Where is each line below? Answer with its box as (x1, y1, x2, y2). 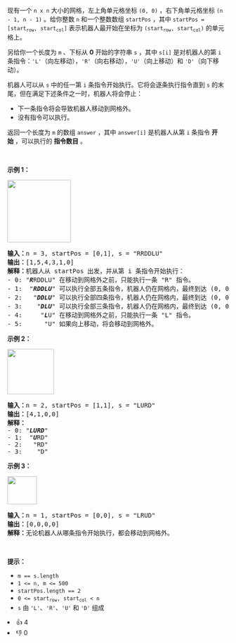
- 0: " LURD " (7, 427, 48, 435)
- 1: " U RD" (7, 434, 48, 442)
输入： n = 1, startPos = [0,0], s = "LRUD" (7, 511, 156, 520)
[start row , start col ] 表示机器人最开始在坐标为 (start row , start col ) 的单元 (7, 24, 225, 33)
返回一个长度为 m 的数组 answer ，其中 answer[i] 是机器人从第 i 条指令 (7, 128, 211, 137)
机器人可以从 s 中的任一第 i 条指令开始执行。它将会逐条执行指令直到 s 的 (7, 80, 218, 89)
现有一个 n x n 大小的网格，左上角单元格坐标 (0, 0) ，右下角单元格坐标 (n (7, 6, 223, 14)
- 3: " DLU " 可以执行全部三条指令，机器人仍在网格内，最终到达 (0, (7, 302, 222, 311)
